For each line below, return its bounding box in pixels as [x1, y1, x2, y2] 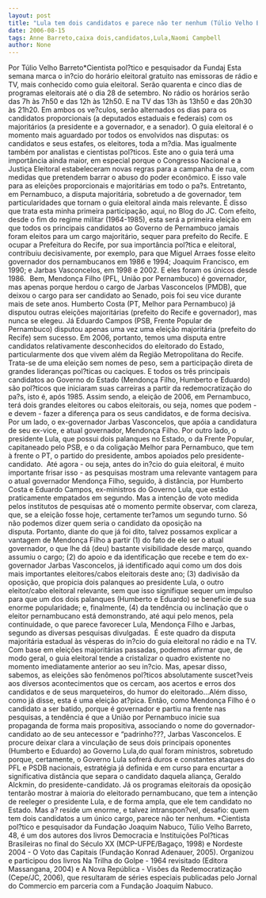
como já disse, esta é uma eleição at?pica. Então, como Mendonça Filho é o [8, 696, 256, 705]
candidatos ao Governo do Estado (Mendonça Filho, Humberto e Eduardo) [8, 375, 251, 385]
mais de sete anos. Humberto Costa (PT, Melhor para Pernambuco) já [8, 299, 236, 309]
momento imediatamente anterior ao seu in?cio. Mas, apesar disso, [8, 662, 227, 672]
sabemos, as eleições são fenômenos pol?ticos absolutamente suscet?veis [8, 670, 253, 680]
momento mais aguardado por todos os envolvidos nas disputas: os [8, 130, 230, 140]
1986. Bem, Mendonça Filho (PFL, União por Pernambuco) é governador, [8, 274, 247, 283]
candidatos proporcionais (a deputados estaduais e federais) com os [8, 114, 234, 123]
